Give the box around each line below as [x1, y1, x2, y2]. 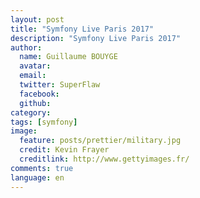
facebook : [19, 89, 60, 99]
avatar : [19, 61, 52, 71]
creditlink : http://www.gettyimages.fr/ [19, 154, 190, 164]
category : [10, 107, 52, 118]
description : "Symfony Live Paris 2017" [10, 33, 182, 43]
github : [19, 98, 52, 108]
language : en [10, 172, 65, 183]
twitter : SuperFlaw [19, 80, 101, 90]
